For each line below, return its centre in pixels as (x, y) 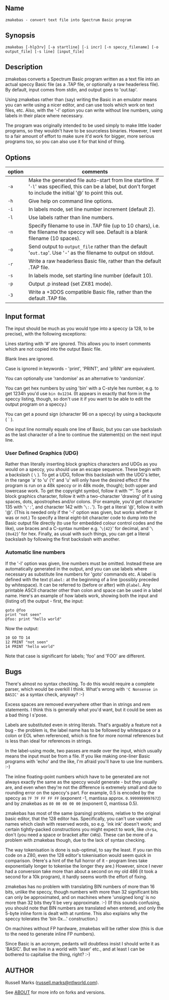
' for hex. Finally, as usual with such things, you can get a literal (84, 534)
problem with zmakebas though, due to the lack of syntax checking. (75, 840)
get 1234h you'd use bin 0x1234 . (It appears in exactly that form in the (78, 394)
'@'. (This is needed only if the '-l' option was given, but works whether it (81, 512)
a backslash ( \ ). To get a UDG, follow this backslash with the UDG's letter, (83, 475)
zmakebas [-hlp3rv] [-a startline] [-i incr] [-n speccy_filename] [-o (82, 47)
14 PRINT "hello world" (30, 646)
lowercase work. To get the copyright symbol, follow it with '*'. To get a (79, 491)
